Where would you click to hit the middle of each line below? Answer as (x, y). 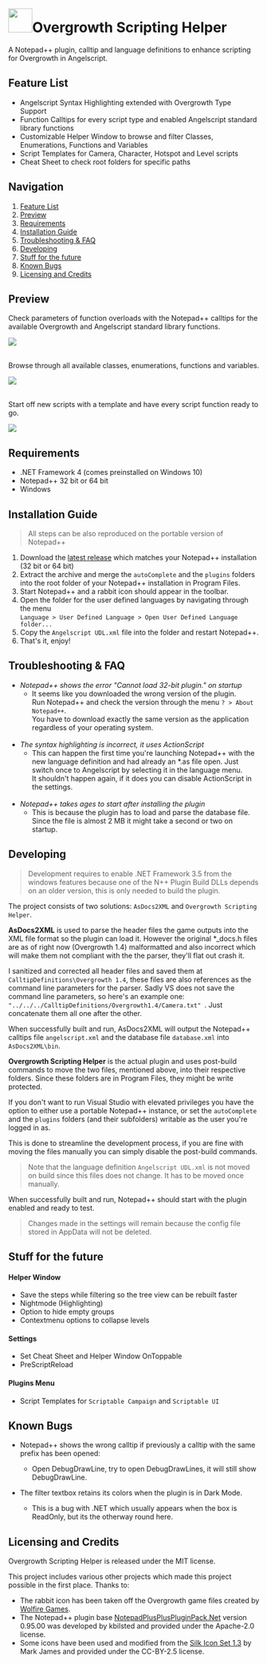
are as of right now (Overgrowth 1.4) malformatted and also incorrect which (132, 947)
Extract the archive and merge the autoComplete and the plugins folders (137, 574)
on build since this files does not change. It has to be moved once (136, 1175)
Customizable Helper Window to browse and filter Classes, (116, 136)
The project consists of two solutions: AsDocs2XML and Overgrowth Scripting (133, 906)
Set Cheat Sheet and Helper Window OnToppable (101, 1356)
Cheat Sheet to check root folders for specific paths (105, 162)
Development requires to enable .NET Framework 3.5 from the (130, 873)
